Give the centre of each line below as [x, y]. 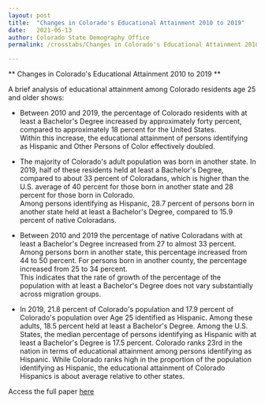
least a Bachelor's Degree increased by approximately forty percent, [131, 121]
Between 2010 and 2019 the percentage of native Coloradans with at [131, 235]
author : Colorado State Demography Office [79, 37]
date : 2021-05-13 [40, 30]
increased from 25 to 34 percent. [73, 269]
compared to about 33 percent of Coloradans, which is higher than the [134, 179]
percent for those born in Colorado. [77, 195]
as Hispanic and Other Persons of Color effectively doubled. [117, 146]
